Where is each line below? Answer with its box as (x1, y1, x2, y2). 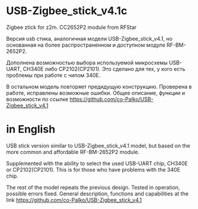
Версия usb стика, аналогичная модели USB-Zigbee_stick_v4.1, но (6, 35, 173, 42)
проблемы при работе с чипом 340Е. (6, 71, 101, 79)
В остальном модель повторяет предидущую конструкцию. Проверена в (6, 83, 192, 90)
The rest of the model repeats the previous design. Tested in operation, (6, 184, 180, 191)
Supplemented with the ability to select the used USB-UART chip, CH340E (6, 159, 188, 166)
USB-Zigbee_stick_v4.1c (6, 4, 127, 18)
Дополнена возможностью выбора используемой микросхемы (6, 59, 168, 66)
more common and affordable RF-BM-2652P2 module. (6, 148, 140, 155)
